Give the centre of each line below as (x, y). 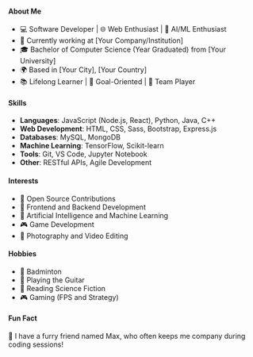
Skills (17, 102)
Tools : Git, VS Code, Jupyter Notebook (84, 154)
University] (38, 61)
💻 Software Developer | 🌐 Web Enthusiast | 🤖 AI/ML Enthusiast (123, 29)
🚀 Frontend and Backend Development (83, 207)
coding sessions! (36, 344)
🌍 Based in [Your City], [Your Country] (83, 70)
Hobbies (23, 254)
